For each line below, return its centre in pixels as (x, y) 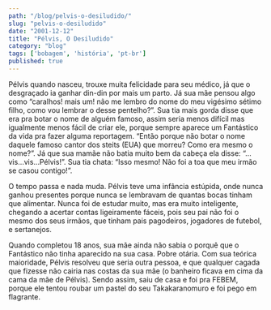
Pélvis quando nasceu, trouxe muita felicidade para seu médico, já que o (129, 84)
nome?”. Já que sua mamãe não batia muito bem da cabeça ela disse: (125, 153)
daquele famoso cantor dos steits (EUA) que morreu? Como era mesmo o (131, 144)
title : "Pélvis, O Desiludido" (61, 39)
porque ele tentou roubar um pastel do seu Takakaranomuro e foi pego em (133, 288)
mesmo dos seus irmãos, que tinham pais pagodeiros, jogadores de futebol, (135, 221)
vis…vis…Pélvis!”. (37, 161)
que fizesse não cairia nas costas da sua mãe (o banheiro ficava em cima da (136, 271)
